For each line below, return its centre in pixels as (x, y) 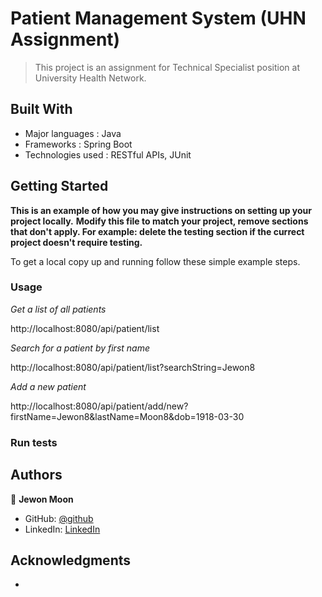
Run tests (34, 442)
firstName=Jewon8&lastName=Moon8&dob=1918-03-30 (127, 416)
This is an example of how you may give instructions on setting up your (161, 210)
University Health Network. (90, 78)
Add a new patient (48, 386)
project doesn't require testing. (76, 242)
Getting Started (59, 186)
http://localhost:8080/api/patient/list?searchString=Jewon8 (133, 367)
